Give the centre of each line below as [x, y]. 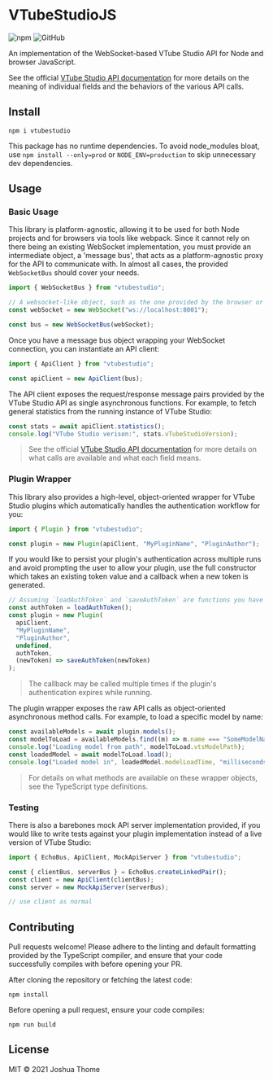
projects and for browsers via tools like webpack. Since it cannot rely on [129, 239]
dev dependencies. [41, 163]
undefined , [34, 646]
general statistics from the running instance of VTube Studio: [110, 411]
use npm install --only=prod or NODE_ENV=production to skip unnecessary [132, 154]
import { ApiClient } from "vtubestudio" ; [81, 364]
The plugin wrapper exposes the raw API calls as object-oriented [117, 708]
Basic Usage [34, 212]
